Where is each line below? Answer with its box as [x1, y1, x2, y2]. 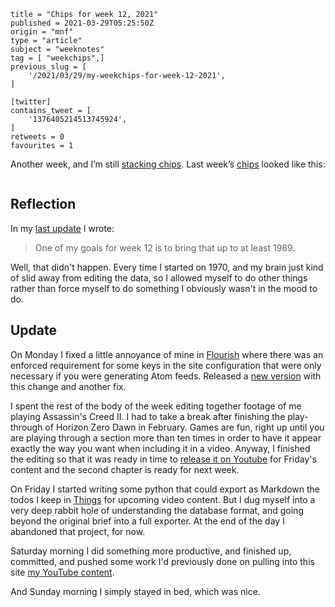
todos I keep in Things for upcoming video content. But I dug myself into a [10, 493, 316, 505]
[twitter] [10, 97, 52, 107]
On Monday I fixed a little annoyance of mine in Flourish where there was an [10, 348, 324, 360]
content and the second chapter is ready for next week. [10, 463, 240, 475]
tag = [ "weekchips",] [10, 53, 105, 63]
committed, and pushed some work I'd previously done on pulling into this [10, 555, 315, 567]
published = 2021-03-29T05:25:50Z [10, 18, 155, 28]
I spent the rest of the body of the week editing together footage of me [10, 400, 302, 412]
